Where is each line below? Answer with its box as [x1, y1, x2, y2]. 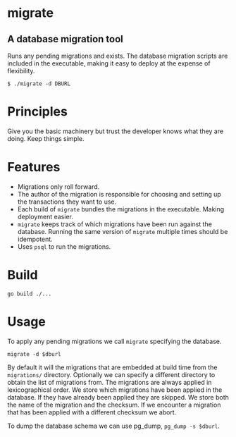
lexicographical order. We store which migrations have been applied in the [7, 386, 223, 394]
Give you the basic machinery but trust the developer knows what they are [7, 127, 224, 135]
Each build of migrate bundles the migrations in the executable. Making [17, 204, 225, 213]
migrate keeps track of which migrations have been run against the [17, 220, 213, 228]
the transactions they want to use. [17, 197, 117, 206]
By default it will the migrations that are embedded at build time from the [7, 363, 218, 371]
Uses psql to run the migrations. [17, 242, 111, 251]
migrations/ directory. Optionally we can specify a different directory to [7, 370, 216, 378]
